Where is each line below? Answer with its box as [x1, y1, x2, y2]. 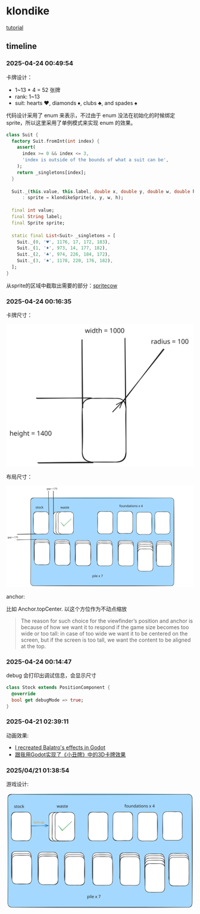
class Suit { [6, 131, 39, 138]
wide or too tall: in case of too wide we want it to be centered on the [20, 630, 188, 637]
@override [11, 691, 36, 697]
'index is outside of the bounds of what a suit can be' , [21, 157, 169, 163]
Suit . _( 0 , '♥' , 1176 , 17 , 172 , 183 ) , [17, 239, 111, 245]
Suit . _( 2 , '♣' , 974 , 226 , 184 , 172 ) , [17, 251, 111, 257]
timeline [6, 41, 37, 51]
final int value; [11, 207, 55, 213]
